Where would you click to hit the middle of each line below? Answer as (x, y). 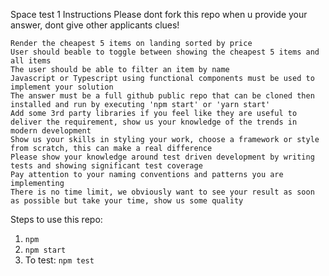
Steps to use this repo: (56, 219)
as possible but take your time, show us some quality (127, 201)
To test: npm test (59, 260)
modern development (51, 131)
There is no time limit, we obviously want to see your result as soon (162, 192)
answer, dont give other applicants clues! (95, 25)
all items (31, 61)
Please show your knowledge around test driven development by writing (162, 157)
